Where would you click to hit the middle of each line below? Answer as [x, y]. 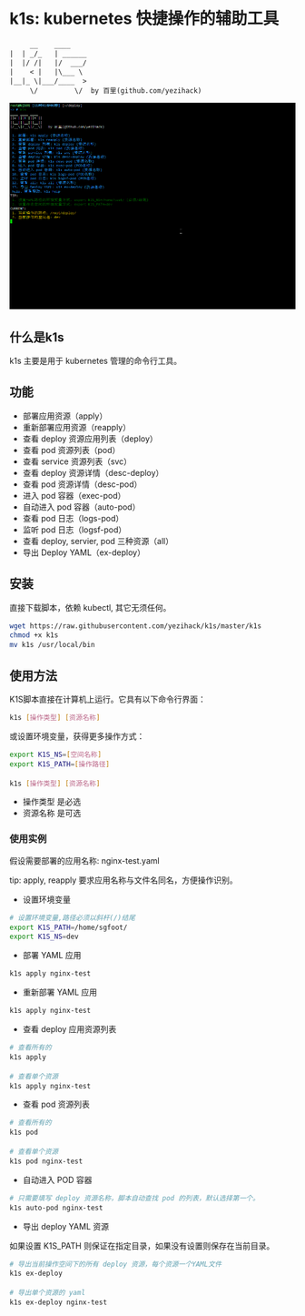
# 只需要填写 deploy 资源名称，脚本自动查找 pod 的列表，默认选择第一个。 [135, 1198]
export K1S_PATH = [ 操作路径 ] [60, 764]
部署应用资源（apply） [65, 416]
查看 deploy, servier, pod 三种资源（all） [98, 541]
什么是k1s [37, 337]
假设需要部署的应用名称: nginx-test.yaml [85, 860]
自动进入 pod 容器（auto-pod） [81, 507]
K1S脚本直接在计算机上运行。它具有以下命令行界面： [108, 699]
